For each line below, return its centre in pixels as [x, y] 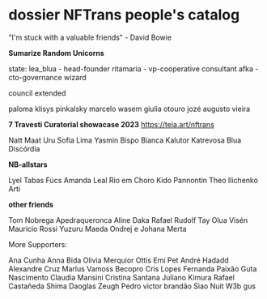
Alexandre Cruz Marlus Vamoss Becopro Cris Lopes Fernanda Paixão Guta [133, 268]
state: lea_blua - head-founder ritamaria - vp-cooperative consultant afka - [133, 68]
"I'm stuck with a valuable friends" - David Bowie [90, 37]
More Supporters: [38, 244]
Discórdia [24, 148]
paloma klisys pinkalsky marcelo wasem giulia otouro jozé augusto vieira [129, 109]
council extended [37, 93]
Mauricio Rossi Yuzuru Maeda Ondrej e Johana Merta [97, 229]
